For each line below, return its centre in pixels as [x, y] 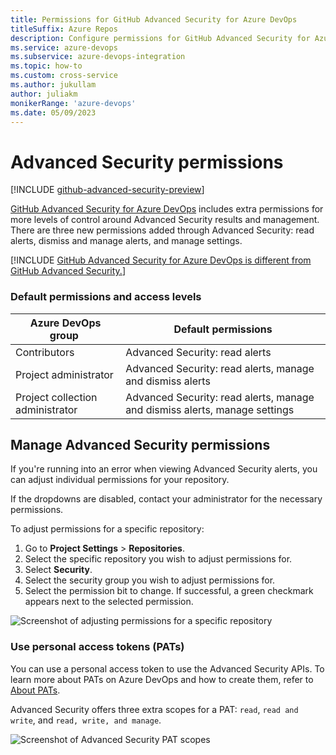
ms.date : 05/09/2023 [53, 112]
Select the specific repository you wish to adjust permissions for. [158, 559]
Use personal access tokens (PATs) [97, 647]
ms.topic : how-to [46, 66]
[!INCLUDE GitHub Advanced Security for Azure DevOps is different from [161, 260]
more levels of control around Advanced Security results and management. [165, 220]
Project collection [56, 397]
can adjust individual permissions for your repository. [120, 480]
